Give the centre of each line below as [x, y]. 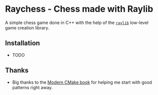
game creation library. [27, 27]
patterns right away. [32, 87]
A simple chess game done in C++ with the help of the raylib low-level [77, 23]
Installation [23, 43]
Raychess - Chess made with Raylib [79, 9]
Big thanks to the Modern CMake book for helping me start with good [82, 82]
